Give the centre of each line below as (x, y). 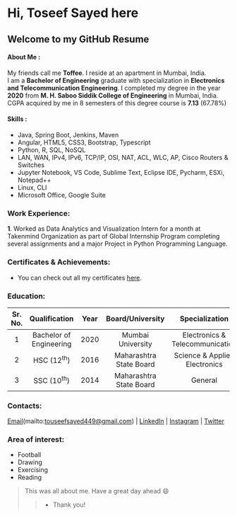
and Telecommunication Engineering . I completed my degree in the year (114, 88)
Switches (31, 165)
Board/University (135, 319)
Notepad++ (34, 180)
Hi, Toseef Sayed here (73, 13)
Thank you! (69, 505)
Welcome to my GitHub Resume (78, 39)
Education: (26, 296)
